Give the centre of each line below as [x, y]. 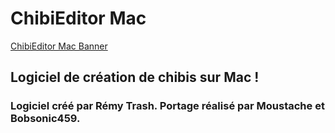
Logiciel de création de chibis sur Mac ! [135, 77]
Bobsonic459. [45, 119]
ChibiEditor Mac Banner [59, 46]
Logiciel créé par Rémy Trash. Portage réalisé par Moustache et [167, 106]
